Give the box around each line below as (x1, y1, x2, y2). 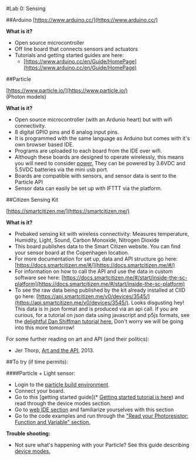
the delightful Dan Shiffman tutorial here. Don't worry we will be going (14, 318, 184, 325)
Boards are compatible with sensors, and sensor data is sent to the (14, 172, 177, 179)
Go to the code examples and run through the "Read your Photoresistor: (14, 412, 189, 419)
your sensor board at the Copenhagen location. (14, 249, 130, 256)
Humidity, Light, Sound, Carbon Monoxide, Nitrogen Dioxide (14, 236, 160, 244)
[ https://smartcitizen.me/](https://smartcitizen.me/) (6, 208, 130, 214)
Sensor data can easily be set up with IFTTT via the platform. (14, 185, 163, 192)
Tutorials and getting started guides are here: (14, 52, 124, 58)
